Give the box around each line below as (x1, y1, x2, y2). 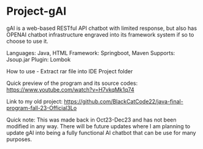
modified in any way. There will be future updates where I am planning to (6, 122, 191, 129)
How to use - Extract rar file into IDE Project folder (6, 67, 133, 74)
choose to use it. (6, 37, 49, 45)
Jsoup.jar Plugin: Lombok (6, 56, 71, 63)
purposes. (6, 136, 33, 143)
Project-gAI (6, 4, 67, 18)
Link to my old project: (6, 98, 63, 105)
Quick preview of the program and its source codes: (6, 79, 138, 87)
